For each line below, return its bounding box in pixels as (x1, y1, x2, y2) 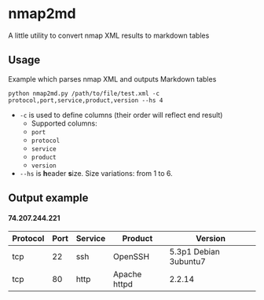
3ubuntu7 (169, 256, 206, 267)
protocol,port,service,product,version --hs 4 (8, 96, 163, 104)
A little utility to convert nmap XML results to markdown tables (8, 31, 210, 40)
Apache (112, 269, 142, 280)
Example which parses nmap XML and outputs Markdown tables (8, 74, 217, 83)
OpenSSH (112, 251, 150, 262)
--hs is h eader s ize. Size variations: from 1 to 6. (19, 168, 173, 177)
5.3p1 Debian (169, 247, 220, 258)
